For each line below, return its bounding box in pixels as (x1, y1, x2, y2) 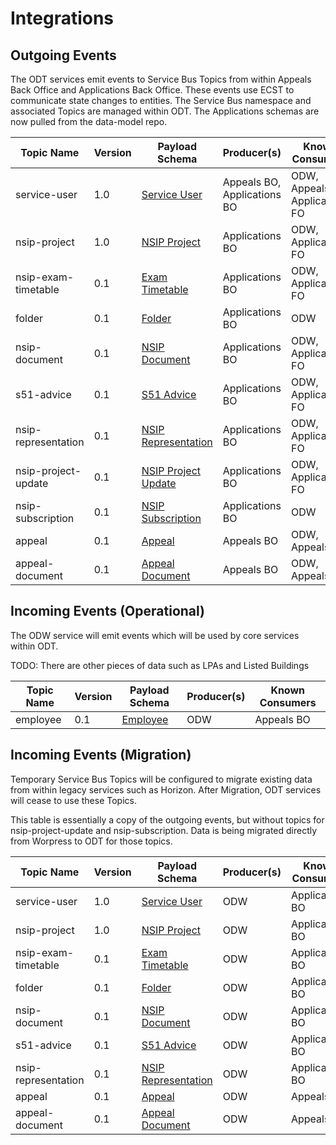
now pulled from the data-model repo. (10, 116, 168, 127)
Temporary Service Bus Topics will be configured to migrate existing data (10, 773, 313, 785)
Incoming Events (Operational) (10, 603, 206, 620)
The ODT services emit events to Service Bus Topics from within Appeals (10, 73, 312, 85)
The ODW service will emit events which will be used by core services (10, 629, 300, 641)
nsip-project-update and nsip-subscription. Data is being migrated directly (10, 824, 318, 836)
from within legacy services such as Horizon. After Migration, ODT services (10, 783, 322, 796)
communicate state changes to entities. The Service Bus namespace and (10, 95, 312, 106)
